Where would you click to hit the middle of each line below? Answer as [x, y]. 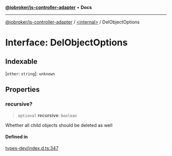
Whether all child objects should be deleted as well [59, 125]
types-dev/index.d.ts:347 [32, 148]
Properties [23, 89]
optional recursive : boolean [47, 115]
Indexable [21, 61]
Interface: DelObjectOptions [67, 43]
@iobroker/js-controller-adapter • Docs [49, 7]
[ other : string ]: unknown [30, 74]
